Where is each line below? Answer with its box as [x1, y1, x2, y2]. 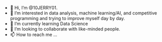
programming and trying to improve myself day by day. [10, 15, 125, 21]
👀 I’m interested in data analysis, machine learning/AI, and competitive [10, 10, 157, 16]
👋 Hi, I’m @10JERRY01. [10, 5, 58, 10]
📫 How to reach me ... [10, 31, 57, 37]
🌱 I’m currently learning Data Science [10, 20, 88, 26]
